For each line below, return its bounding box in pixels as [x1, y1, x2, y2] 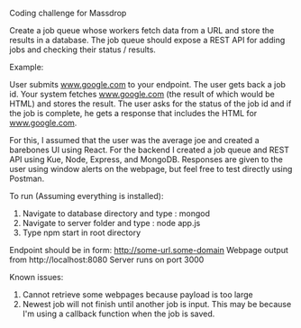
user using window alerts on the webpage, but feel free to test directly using [9, 164, 293, 174]
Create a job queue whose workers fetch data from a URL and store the [9, 25, 275, 35]
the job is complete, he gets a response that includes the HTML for [9, 108, 258, 118]
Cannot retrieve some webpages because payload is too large [22, 289, 254, 300]
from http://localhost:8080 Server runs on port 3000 [9, 254, 205, 265]
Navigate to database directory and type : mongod [22, 208, 210, 219]
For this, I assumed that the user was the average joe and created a [9, 135, 260, 145]
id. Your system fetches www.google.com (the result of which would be [9, 89, 275, 99]
